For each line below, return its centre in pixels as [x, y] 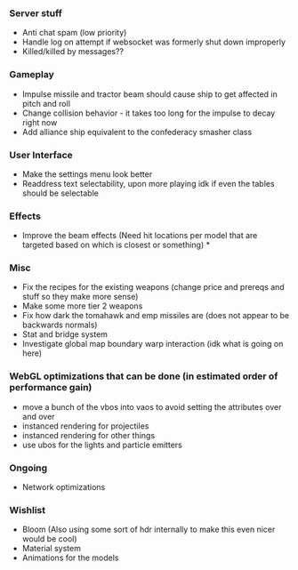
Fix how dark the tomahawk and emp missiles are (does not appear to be [156, 316]
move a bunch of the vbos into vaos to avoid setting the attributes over [152, 406]
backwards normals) [60, 325]
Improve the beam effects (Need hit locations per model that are [140, 236]
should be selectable [60, 193]
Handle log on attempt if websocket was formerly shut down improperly [154, 42]
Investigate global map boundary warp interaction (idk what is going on [153, 344]
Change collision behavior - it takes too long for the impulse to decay [149, 113]
